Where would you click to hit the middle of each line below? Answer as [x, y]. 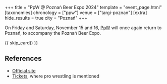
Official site [24, 70]
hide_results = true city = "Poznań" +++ [46, 18]
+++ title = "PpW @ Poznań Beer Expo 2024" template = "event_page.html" [83, 7]
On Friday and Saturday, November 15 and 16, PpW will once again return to [83, 28]
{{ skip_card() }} [21, 43]
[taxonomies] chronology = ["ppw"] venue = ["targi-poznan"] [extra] [76, 13]
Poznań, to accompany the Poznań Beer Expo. [53, 33]
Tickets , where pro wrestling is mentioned [55, 76]
